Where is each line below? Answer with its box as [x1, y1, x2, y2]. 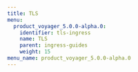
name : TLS [19, 36, 48, 43]
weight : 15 [19, 49, 51, 56]
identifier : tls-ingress [19, 29, 91, 36]
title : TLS [7, 10, 39, 17]
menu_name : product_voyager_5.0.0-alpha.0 [7, 55, 131, 62]
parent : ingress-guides [19, 42, 88, 49]
